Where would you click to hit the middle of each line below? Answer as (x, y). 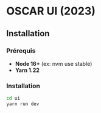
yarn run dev (23, 104)
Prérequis (21, 51)
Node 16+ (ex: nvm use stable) (54, 63)
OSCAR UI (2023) (51, 11)
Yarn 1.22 (27, 70)
